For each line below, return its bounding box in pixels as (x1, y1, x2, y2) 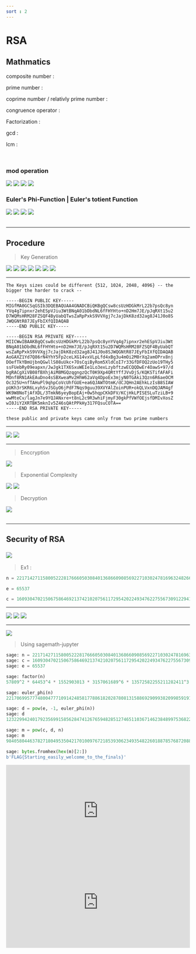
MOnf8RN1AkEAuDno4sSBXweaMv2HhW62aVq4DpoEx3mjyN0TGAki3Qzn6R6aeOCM (6, 375, 174, 381)
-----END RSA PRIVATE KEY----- (6, 405, 82, 412)
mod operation (6, 166, 48, 175)
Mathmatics (6, 57, 51, 67)
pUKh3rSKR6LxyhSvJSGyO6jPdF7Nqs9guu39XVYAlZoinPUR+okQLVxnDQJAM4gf (6, 385, 174, 391)
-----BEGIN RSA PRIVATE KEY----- (6, 334, 87, 340)
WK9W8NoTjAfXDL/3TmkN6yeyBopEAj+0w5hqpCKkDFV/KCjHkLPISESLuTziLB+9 (6, 390, 174, 396)
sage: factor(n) (6, 673, 45, 679)
